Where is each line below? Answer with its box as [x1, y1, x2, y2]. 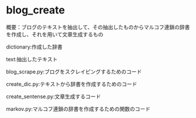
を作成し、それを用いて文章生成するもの [6, 30, 104, 38]
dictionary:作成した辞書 [6, 43, 63, 50]
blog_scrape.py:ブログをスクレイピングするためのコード [6, 68, 142, 75]
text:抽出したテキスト [6, 55, 58, 63]
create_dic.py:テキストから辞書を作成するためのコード [6, 80, 137, 88]
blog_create [6, 4, 66, 17]
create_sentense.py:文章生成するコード [6, 93, 101, 100]
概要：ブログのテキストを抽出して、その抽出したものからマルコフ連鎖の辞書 [6, 23, 190, 30]
